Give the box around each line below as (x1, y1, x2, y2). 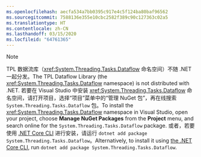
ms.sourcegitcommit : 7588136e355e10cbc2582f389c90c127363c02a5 (6, 14, 169, 20)
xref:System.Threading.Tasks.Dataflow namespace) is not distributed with (6, 80, 190, 87)
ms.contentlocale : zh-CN (6, 25, 69, 32)
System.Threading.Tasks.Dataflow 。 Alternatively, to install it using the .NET (6, 137, 193, 144)
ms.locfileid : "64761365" (6, 37, 71, 43)
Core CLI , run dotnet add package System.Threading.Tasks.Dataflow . (6, 144, 178, 150)
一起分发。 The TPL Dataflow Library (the (6, 73, 108, 80)
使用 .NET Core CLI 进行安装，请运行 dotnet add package (6, 129, 147, 137)
